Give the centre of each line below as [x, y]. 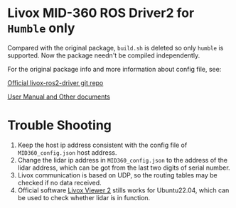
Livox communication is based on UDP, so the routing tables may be [118, 175]
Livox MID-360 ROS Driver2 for [101, 13]
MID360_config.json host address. [67, 152]
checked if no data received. [59, 182]
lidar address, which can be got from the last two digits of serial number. [124, 168]
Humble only [41, 28]
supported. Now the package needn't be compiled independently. [104, 55]
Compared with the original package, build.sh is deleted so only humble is [116, 48]
